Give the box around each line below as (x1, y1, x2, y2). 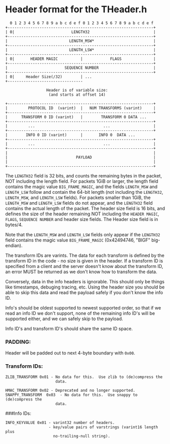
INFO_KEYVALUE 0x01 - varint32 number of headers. (5, 420, 115, 425)
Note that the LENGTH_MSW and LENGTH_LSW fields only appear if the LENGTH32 (5, 231, 160, 237)
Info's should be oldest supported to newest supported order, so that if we (5, 304, 161, 310)
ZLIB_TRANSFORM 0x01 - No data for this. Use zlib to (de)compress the (5, 374, 163, 380)
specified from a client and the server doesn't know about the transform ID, (5, 263, 163, 269)
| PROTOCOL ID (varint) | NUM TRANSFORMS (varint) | (5, 105, 156, 110)
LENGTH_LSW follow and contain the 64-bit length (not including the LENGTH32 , (5, 189, 163, 195)
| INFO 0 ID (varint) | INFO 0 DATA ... (5, 132, 136, 138)
